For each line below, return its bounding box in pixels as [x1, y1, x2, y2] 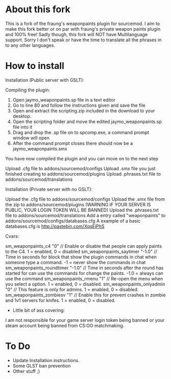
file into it [12, 124, 33, 130]
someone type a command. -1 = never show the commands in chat [5, 259, 146, 265]
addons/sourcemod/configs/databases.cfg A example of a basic [5, 218, 141, 224]
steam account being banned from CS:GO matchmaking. [5, 322, 125, 328]
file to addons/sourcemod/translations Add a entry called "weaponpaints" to [5, 212, 166, 218]
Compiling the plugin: [5, 87, 50, 93]
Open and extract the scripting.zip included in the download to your [12, 107, 155, 113]
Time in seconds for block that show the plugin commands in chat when [5, 254, 157, 260]
